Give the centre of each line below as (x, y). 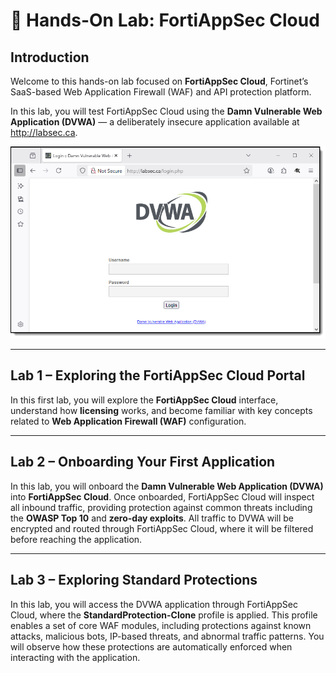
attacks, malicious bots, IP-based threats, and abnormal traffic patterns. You (167, 636)
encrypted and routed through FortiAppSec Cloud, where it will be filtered (162, 528)
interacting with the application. (75, 657)
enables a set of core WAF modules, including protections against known (161, 625)
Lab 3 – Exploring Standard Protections (134, 580)
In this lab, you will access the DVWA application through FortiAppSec (154, 604)
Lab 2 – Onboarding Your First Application (143, 462)
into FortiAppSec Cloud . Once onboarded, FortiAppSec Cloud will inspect (162, 496)
